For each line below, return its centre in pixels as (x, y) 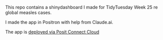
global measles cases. (28, 12)
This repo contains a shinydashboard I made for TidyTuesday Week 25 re (81, 7)
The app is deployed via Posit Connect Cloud (52, 32)
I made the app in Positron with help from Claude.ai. (59, 22)
